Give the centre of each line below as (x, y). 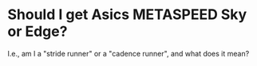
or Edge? (38, 31)
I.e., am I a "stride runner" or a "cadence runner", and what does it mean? (128, 53)
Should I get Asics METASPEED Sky (127, 15)
